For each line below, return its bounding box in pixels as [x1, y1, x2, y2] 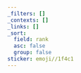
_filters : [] [7, 10, 46, 17]
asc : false [13, 42, 46, 49]
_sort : [7, 29, 27, 37]
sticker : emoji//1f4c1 [7, 56, 74, 63]
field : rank [13, 36, 49, 43]
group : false [13, 49, 52, 56]
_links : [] [7, 23, 39, 30]
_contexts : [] [7, 17, 49, 24]
